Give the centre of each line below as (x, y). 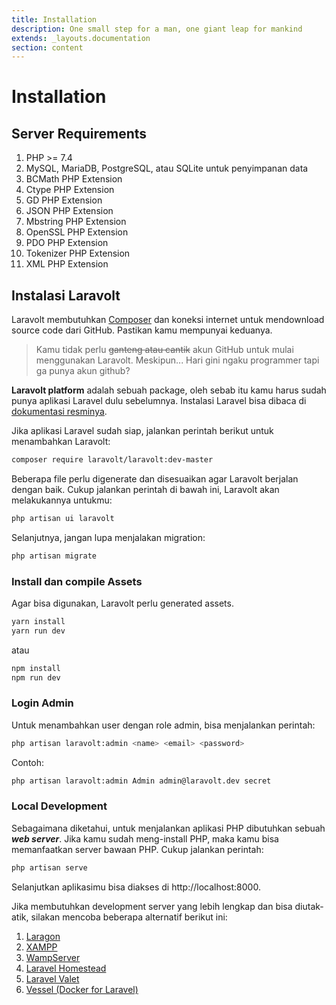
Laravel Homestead (66, 968)
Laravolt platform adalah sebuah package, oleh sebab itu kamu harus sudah (169, 390)
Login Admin (42, 703)
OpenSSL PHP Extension (77, 232)
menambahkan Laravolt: (61, 442)
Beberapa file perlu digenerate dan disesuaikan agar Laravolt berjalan (155, 478)
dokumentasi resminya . (59, 412)
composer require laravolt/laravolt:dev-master (112, 460)
